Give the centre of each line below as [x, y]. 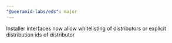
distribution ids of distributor [41, 34]
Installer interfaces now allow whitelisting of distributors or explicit [86, 28]
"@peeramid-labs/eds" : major [42, 11]
